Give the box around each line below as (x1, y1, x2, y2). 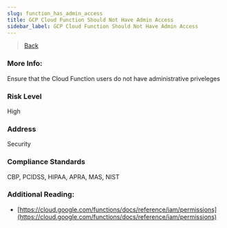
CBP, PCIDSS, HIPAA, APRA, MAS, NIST (7, 172, 120, 181)
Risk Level (7, 91, 43, 101)
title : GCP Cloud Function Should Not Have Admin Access (7, 16, 174, 23)
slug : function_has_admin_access (7, 10, 103, 17)
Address (7, 124, 36, 134)
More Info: (7, 59, 43, 69)
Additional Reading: (7, 190, 75, 199)
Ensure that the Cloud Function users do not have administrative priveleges (7, 74, 220, 82)
